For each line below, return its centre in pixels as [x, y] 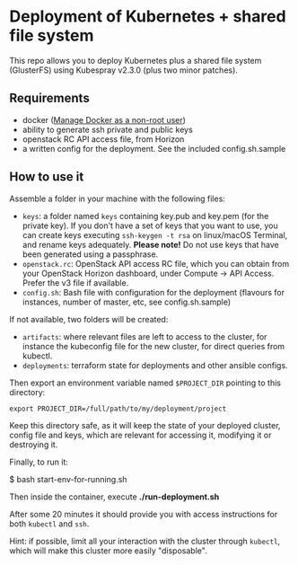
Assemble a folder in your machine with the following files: [118, 199]
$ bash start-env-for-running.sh [68, 479]
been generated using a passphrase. [90, 254]
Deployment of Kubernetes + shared [148, 17]
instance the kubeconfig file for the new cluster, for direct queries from [153, 346]
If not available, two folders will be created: [89, 319]
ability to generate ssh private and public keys [107, 129]
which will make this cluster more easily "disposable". [109, 551]
